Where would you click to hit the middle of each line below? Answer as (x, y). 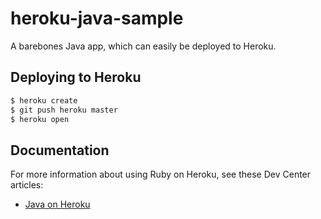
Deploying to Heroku (76, 77)
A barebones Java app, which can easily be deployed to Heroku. (143, 46)
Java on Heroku (57, 204)
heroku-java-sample (97, 18)
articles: (27, 185)
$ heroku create (44, 100)
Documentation (60, 150)
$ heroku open (40, 119)
